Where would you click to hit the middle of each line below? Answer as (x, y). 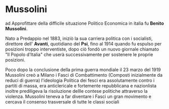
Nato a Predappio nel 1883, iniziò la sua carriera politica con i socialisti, (79, 38)
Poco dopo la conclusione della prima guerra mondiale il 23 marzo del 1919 (83, 70)
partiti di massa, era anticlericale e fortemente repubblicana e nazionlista (81, 86)
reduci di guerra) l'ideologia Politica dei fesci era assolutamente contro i (80, 80)
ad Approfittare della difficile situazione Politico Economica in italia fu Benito (84, 23)
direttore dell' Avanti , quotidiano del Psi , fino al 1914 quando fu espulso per (83, 43)
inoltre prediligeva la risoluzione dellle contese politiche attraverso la (76, 91)
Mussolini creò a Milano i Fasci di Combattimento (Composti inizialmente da (84, 75)
